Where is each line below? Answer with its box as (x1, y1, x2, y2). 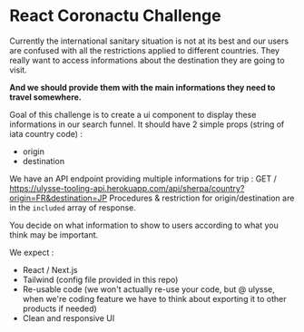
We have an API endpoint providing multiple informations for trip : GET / (9, 173, 277, 184)
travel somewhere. (9, 92, 82, 103)
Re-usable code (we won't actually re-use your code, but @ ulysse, (22, 283, 275, 295)
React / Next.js (22, 264, 78, 275)
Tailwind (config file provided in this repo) (22, 274, 179, 285)
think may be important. (9, 229, 99, 240)
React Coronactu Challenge (9, 5, 221, 26)
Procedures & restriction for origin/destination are (109, 192, 295, 203)
